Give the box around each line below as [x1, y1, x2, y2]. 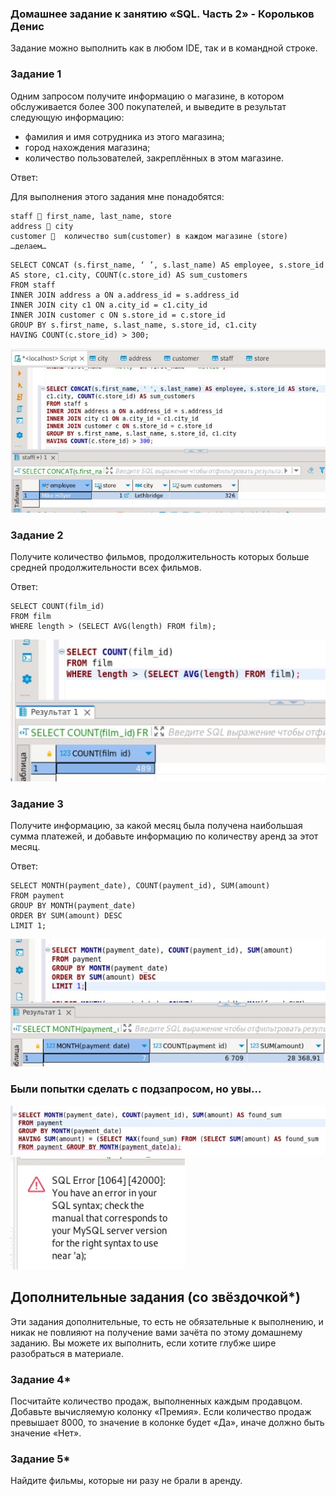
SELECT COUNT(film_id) [10, 602, 105, 612]
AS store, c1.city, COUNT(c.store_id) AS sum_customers [10, 270, 248, 280]
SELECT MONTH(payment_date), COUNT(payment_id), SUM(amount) [10, 880, 271, 891]
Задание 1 [10, 67, 62, 81]
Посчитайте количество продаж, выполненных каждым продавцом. [10, 1395, 303, 1407]
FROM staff [10, 280, 56, 290]
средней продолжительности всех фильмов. [10, 562, 202, 574]
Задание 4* [10, 1372, 72, 1386]
